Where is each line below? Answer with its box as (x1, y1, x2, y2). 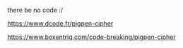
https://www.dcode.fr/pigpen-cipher (7, 19, 114, 27)
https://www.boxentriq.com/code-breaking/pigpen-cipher (7, 33, 176, 41)
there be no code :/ (7, 6, 64, 14)
